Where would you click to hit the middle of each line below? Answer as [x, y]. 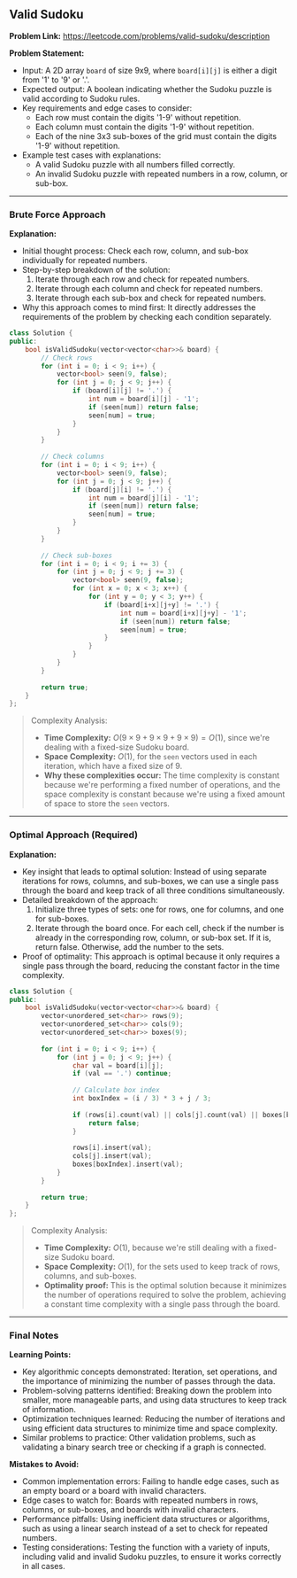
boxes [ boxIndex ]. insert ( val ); [128, 1164]
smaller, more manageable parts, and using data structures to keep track [154, 1400]
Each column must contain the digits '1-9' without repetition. [145, 127]
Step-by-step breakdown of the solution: [96, 270]
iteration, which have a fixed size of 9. [113, 766]
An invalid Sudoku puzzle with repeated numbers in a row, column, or [161, 174]
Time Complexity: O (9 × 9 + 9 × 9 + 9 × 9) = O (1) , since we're [157, 738]
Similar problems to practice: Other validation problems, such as [139, 1438]
